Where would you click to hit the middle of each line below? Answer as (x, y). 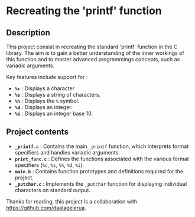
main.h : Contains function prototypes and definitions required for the (99, 171)
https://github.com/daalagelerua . (46, 208)
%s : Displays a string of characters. (58, 95)
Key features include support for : (47, 77)
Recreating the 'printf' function (84, 11)
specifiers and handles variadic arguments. (67, 152)
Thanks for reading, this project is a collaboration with (72, 201)
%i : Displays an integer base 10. (54, 114)
